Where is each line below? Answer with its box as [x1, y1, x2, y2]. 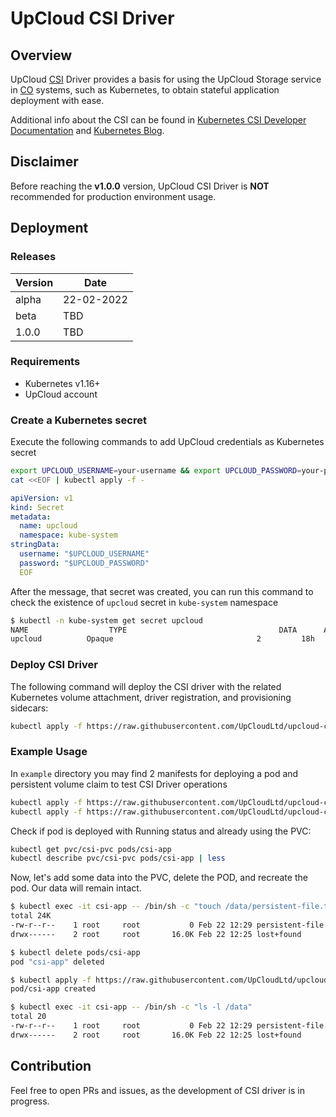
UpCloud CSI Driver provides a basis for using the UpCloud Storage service [10, 73, 322, 85]
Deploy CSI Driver [10, 658, 98, 672]
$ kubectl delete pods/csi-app [10, 947, 141, 957]
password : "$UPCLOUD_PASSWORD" [19, 558, 150, 568]
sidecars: [10, 702, 49, 714]
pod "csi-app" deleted [10, 957, 105, 967]
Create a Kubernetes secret [10, 413, 147, 427]
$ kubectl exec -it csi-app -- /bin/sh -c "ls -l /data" [10, 1002, 253, 1012]
